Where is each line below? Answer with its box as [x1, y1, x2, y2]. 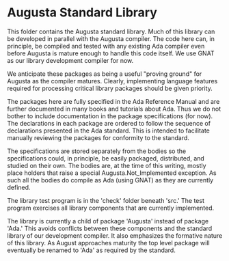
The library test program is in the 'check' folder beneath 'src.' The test [7, 196, 205, 204]
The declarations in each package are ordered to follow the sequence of [7, 119, 211, 127]
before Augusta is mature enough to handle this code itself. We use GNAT [7, 49, 215, 57]
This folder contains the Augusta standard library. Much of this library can [7, 27, 215, 36]
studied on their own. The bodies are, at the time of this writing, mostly [7, 161, 206, 169]
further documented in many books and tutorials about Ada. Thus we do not [7, 105, 221, 113]
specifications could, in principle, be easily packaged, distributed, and [7, 154, 205, 162]
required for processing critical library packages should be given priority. [7, 84, 213, 92]
